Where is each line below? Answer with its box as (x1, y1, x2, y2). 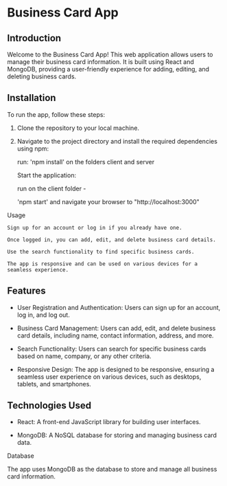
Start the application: (16, 170, 77, 179)
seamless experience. (7, 266, 69, 273)
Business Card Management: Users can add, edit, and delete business (16, 324, 216, 332)
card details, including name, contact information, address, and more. (16, 331, 214, 340)
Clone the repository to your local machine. (16, 124, 139, 132)
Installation (7, 92, 56, 104)
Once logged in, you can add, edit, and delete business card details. (7, 236, 216, 243)
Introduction (7, 32, 62, 44)
